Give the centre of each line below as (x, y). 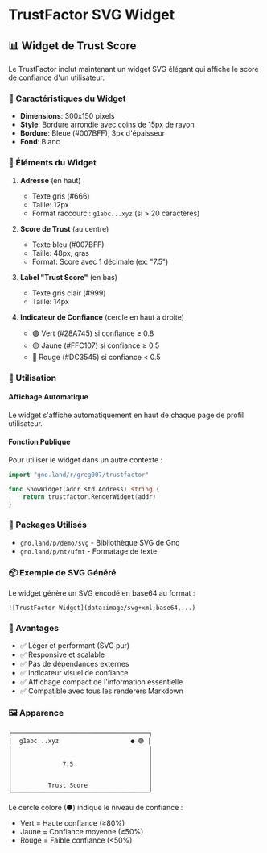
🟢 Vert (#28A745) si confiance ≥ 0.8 (93, 333)
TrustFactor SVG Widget (92, 15)
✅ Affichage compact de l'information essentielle (101, 682)
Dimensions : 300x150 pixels (67, 116)
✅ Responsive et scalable (62, 654)
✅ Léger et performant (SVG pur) (75, 646)
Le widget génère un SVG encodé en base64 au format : (102, 593)
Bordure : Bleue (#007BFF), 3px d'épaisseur (92, 133)
